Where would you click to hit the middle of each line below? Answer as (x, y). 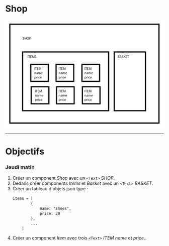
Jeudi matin (20, 167)
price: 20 (50, 214)
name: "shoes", (55, 209)
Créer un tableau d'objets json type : (50, 189)
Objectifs (25, 152)
